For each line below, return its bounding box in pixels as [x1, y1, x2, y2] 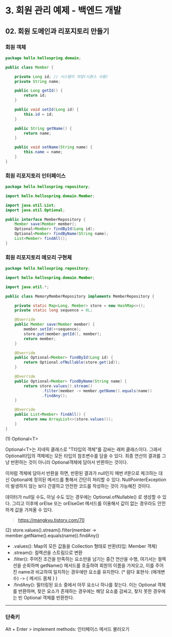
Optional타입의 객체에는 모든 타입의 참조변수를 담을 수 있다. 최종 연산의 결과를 [5, 452, 161, 458]
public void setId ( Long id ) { [14, 107, 79, 112]
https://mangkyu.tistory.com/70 [17, 517, 85, 523]
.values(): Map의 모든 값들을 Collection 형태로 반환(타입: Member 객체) [12, 543, 158, 549]
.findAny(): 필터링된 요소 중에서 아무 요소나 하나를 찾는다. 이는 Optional [12, 581, 157, 588]
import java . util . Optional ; [5, 207, 66, 213]
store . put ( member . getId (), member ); [24, 331, 102, 337]
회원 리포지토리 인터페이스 [5, 172, 66, 179]
